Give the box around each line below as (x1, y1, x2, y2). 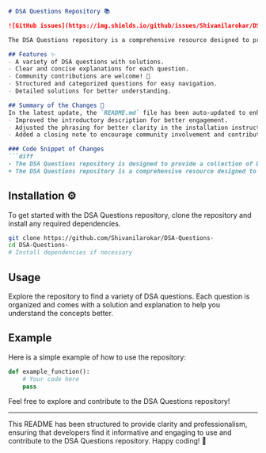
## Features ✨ (8, 50, 56, 59)
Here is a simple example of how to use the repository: (8, 352, 187, 362)
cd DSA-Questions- (8, 242, 69, 249)
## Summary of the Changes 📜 (8, 101, 104, 109)
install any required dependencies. (8, 219, 121, 228)
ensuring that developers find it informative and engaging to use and (8, 428, 232, 437)
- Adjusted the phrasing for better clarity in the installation (8, 124, 228, 131)
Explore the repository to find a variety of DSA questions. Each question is (8, 291, 250, 301)
